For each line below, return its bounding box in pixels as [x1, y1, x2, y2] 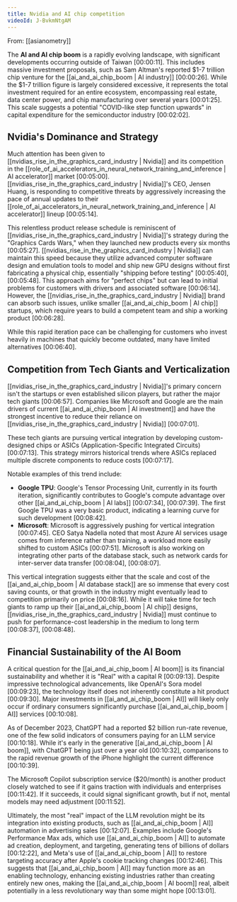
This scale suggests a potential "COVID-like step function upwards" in [7, 103, 212, 111]
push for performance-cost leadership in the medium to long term [7, 618, 200, 626]
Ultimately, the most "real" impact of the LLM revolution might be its [7, 811, 205, 819]
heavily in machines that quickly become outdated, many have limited [7, 335, 210, 344]
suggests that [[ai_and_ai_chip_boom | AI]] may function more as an [7, 864, 205, 872]
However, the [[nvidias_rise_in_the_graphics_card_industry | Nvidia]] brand [7, 291, 225, 300]
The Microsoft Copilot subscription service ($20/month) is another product [7, 774, 226, 783]
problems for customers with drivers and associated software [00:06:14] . [7, 284, 221, 293]
